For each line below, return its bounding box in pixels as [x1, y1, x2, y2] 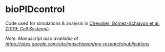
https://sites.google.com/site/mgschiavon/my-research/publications [5, 40, 150, 46]
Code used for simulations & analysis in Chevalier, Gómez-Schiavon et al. [5, 20, 160, 26]
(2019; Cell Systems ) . [5, 25, 50, 31]
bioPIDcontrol [5, 4, 65, 15]
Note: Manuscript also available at [5, 35, 78, 41]
